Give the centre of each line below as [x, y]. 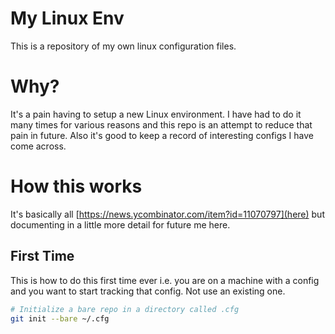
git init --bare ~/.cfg [60, 318]
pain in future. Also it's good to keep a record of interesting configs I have [162, 135]
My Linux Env [67, 18]
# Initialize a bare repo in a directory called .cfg [125, 309]
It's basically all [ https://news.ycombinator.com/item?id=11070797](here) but [167, 214]
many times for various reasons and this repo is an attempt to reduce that [161, 124]
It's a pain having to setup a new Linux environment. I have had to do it [156, 114]
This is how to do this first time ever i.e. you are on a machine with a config [165, 280]
